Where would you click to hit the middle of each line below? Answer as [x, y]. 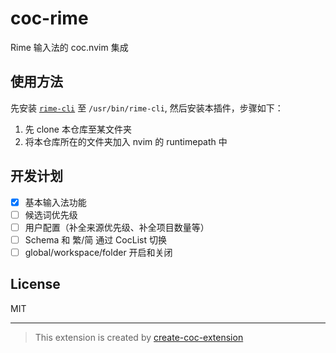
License [35, 284]
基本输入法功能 [55, 202]
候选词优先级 [51, 214]
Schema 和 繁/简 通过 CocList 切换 [95, 239]
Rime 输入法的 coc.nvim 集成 [69, 47]
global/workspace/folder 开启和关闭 [98, 252]
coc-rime [49, 18]
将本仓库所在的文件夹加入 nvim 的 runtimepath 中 [126, 141]
